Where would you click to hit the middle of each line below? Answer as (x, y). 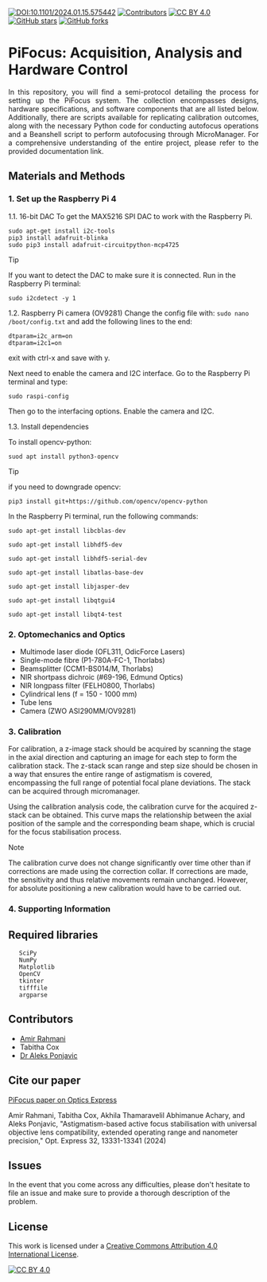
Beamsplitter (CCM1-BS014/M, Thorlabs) (86, 668)
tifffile (33, 988)
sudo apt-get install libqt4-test (66, 614)
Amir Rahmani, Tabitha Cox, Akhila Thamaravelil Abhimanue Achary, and (126, 1115)
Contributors (41, 1019)
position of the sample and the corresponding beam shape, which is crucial (132, 824)
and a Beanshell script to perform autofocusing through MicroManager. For (133, 134)
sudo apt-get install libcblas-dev (67, 531)
